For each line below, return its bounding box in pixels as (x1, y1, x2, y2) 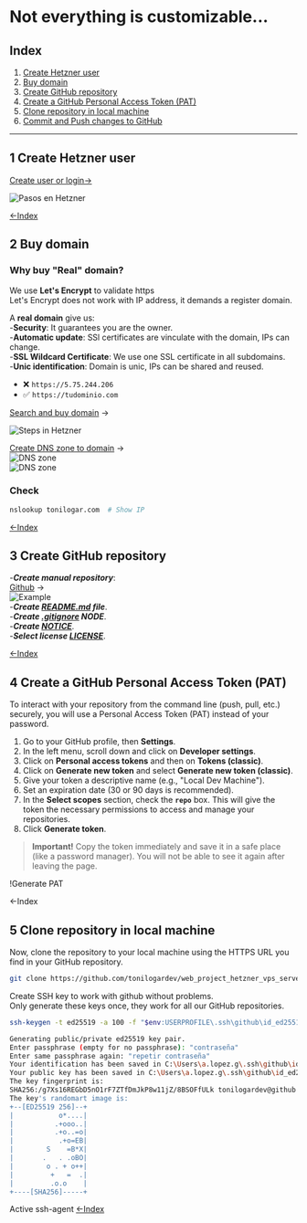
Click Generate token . (22, 824, 107, 835)
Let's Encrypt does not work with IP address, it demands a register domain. (9, 294, 292, 305)
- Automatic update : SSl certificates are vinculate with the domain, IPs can (9, 332, 291, 343)
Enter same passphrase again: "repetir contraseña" (9, 1051, 210, 1060)
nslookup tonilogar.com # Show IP (9, 505, 145, 514)
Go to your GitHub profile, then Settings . (22, 736, 176, 747)
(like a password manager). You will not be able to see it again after (31, 851, 285, 862)
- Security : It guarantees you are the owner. (9, 322, 174, 332)
